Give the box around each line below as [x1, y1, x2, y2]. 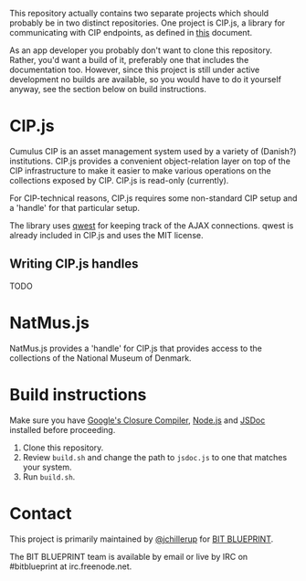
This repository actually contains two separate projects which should [9, 8, 269, 18]
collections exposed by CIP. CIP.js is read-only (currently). [9, 174, 229, 185]
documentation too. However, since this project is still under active [9, 64, 260, 75]
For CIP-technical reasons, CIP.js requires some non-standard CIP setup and [9, 192, 298, 204]
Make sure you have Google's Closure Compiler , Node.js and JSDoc [9, 415, 266, 426]
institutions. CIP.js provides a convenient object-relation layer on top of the [9, 155, 290, 166]
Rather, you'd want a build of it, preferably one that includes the [9, 55, 249, 65]
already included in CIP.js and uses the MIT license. [9, 229, 204, 240]
